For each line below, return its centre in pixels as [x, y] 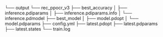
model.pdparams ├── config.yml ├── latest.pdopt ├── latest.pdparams [81, 23]
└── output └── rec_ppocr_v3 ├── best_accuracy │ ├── [66, 8]
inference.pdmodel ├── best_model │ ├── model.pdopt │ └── [72, 18]
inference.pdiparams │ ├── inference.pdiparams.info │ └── [68, 13]
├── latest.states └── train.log [38, 29]
